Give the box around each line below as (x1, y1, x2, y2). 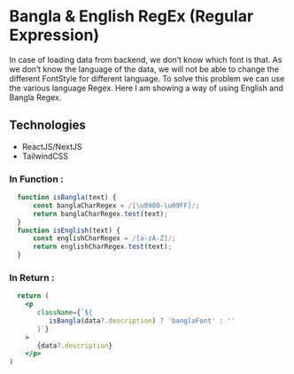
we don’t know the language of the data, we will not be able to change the (9, 64, 279, 74)
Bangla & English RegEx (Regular (9, 6, 254, 27)
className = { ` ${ (36, 308, 93, 317)
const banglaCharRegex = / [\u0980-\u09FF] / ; (32, 201, 200, 210)
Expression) (9, 25, 100, 45)
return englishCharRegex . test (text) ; (32, 242, 173, 252)
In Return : (9, 271, 55, 284)
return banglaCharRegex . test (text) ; (32, 209, 168, 218)
